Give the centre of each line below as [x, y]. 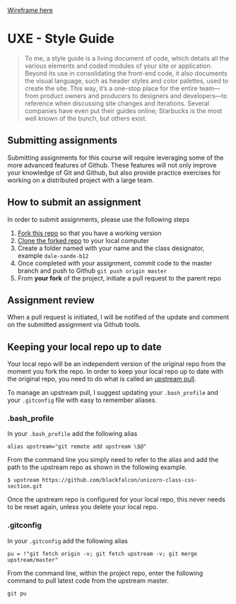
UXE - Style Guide [61, 39]
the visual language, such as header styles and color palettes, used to [126, 81]
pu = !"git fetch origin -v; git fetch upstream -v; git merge [102, 554]
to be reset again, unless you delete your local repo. [83, 507]
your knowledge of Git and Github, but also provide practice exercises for [114, 172]
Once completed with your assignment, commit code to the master [115, 263]
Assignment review [51, 300]
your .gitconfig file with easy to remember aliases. [82, 400]
